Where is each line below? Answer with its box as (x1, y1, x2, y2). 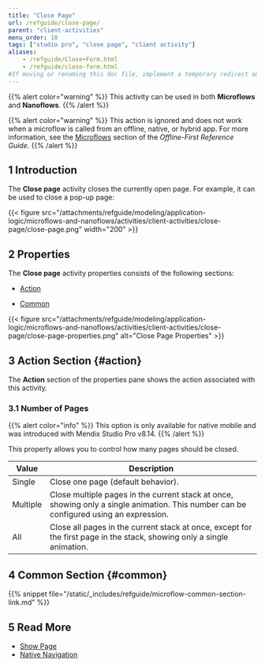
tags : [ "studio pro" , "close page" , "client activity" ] (8, 41, 196, 49)
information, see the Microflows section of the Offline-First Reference (8, 132, 234, 142)
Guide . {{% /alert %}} (8, 140, 78, 150)
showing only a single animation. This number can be (50, 499, 247, 510)
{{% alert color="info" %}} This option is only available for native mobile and (8, 421, 256, 430)
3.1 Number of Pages (8, 403, 89, 414)
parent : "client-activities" (8, 26, 104, 34)
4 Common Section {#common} (8, 568, 168, 582)
